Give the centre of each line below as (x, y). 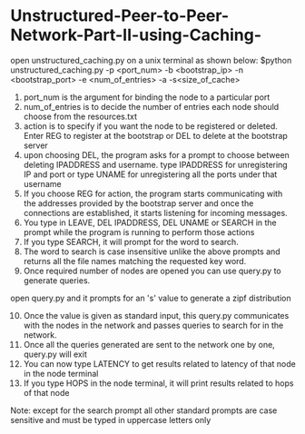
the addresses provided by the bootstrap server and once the (138, 203)
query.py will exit (55, 354)
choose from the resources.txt (80, 116)
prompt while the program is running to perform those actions (139, 232)
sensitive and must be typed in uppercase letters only (111, 419)
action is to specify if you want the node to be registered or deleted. (150, 126)
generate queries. (57, 280)
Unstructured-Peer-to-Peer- (120, 16)
